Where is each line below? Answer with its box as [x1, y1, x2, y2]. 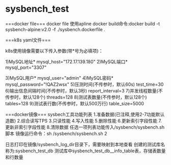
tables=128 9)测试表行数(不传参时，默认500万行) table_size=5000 [5, 100, 144, 106]
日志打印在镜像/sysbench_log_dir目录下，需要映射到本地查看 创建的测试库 [5, 141, 161, 147]
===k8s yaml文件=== [5, 37, 51, 43]
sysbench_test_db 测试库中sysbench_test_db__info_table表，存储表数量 [15, 148, 166, 154]
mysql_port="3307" [5, 64, 47, 70]
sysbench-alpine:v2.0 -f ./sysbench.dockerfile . [5, 26, 105, 32]
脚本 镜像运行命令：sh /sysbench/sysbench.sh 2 [5, 130, 107, 136]
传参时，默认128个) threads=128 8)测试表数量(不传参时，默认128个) [5, 94, 147, 100]
